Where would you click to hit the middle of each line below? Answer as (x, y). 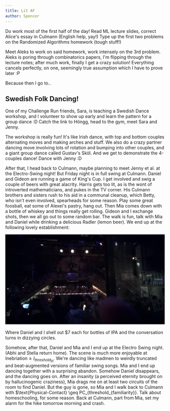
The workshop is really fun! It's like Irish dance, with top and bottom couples (85, 137)
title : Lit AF (20, 11)
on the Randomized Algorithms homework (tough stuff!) (63, 42)
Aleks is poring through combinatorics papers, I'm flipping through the (78, 57)
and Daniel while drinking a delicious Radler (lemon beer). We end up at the (84, 222)
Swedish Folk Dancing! (42, 99)
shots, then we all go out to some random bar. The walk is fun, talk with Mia (84, 217)
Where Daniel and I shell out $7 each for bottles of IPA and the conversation (84, 332)
